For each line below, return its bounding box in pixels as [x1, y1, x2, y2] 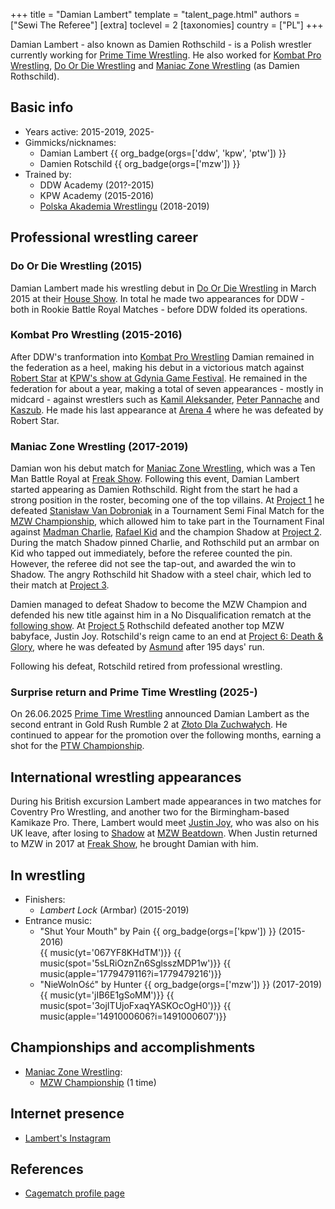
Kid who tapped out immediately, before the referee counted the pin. [10, 547, 293, 559]
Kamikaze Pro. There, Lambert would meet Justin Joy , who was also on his [10, 817, 320, 829]
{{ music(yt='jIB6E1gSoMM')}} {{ [39, 989, 175, 1001]
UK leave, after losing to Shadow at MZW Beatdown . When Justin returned [10, 827, 318, 839]
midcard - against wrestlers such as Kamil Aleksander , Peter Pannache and [10, 393, 320, 405]
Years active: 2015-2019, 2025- [24, 125, 155, 138]
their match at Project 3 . [10, 579, 110, 591]
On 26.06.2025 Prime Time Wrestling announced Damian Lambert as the [10, 708, 310, 720]
